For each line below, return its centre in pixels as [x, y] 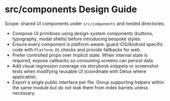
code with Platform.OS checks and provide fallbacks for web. [77, 49]
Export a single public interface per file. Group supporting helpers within [88, 82]
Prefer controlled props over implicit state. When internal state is [80, 55]
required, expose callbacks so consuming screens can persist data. [83, 60]
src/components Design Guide [71, 9]
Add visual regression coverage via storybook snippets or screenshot [85, 66]
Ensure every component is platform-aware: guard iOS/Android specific [88, 44]
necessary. [24, 93]
